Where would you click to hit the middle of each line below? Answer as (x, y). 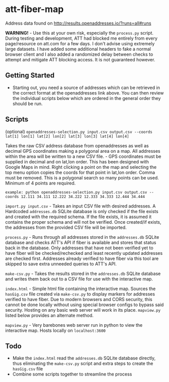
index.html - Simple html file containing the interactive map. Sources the (80, 289)
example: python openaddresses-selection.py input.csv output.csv (76, 192)
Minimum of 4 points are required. (40, 183)
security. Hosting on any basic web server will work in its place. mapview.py (83, 310)
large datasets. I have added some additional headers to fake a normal (78, 49)
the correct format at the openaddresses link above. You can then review (88, 93)
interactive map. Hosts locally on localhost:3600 (55, 330)
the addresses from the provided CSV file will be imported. (66, 227)
